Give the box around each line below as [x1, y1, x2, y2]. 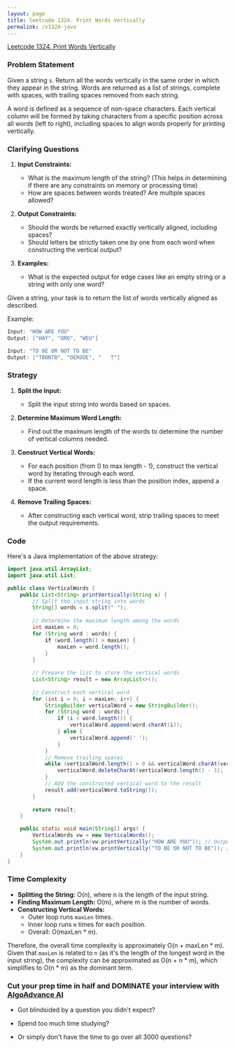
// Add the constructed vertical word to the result [44, 780, 201, 787]
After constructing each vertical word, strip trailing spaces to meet [27, 511, 220, 519]
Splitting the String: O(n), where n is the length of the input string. [17, 890, 209, 899]
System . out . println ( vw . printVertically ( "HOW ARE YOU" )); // [32, 839, 211, 846]
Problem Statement [7, 60, 75, 70]
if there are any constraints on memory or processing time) [27, 181, 198, 189]
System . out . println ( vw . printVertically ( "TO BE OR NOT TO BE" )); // [32, 845, 233, 852]
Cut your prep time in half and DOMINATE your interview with [7, 981, 220, 991]
